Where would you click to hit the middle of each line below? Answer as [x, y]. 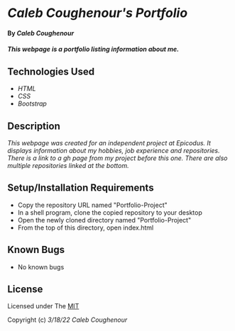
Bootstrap [32, 103]
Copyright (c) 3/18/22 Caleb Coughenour [67, 320]
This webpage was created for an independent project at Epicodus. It [109, 143]
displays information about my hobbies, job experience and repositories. [114, 151]
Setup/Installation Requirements [81, 188]
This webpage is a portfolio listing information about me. [93, 49]
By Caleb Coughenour [41, 33]
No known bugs [41, 267]
